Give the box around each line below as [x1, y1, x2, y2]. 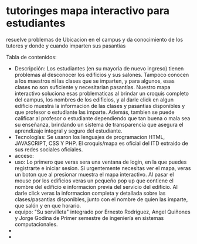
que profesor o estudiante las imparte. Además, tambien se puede [14, 109, 175, 116]
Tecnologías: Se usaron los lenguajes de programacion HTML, [14, 133, 165, 140]
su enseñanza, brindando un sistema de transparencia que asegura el [14, 121, 184, 128]
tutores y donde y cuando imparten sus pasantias [6, 42, 126, 49]
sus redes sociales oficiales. [14, 145, 83, 153]
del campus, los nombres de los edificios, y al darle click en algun [14, 96, 174, 103]
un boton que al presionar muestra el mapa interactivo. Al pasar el [14, 171, 174, 178]
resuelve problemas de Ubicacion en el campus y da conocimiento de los [6, 36, 184, 43]
